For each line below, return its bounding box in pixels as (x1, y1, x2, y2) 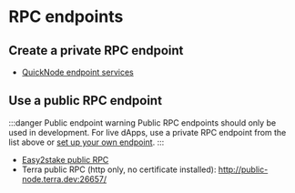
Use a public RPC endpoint (8, 93, 163, 108)
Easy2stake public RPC (21, 154, 109, 165)
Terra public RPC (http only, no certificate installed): (21, 164, 217, 175)
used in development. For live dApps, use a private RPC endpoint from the (8, 127, 287, 137)
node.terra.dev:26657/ (21, 173, 107, 184)
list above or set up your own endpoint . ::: (8, 137, 165, 147)
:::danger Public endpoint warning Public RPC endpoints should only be (8, 117, 277, 128)
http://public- (218, 164, 269, 175)
